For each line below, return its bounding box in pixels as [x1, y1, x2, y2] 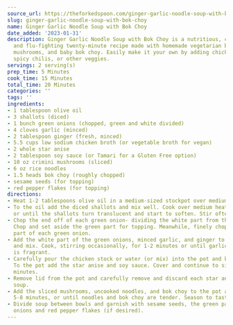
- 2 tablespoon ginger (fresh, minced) [7, 133, 123, 140]
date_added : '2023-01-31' [7, 29, 82, 37]
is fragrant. [13, 249, 51, 256]
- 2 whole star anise [7, 146, 70, 153]
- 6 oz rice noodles [7, 165, 67, 172]
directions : [7, 191, 42, 198]
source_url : [7, 10, 42, 17]
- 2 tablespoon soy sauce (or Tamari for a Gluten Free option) [7, 152, 197, 160]
